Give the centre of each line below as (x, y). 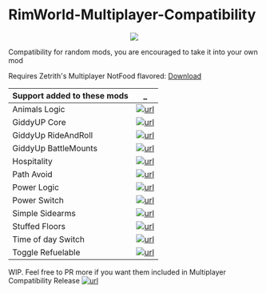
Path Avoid (33, 174)
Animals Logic (39, 109)
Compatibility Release (44, 280)
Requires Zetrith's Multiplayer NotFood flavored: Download (105, 76)
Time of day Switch (49, 239)
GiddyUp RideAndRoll (53, 135)
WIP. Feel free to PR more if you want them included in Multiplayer (117, 272)
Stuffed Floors (39, 226)
